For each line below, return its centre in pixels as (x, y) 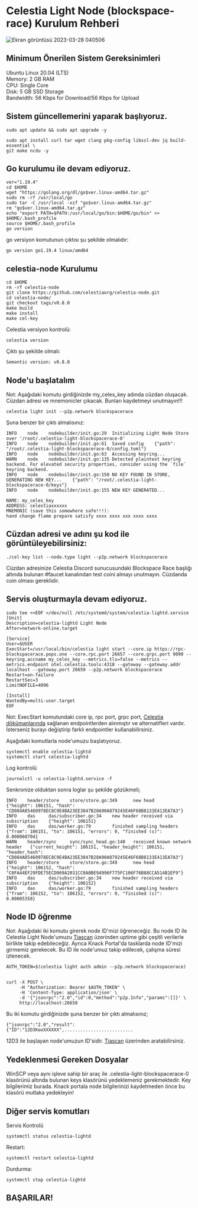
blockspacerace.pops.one (37, 654)
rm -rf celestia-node (33, 288)
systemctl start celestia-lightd (47, 757)
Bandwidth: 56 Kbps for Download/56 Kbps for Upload (73, 98)
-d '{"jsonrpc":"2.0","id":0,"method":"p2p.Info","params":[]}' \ (103, 998)
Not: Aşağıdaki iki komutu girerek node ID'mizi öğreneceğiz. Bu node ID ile (97, 931)
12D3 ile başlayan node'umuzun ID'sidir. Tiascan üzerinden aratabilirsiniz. (95, 1041)
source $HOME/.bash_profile (41, 224)
